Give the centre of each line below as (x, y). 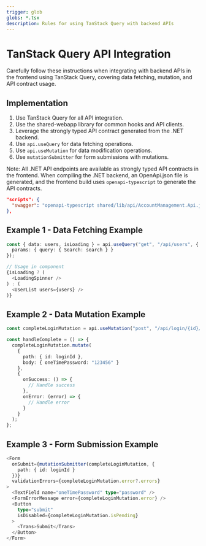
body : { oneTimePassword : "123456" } (71, 363)
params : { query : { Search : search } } (63, 250)
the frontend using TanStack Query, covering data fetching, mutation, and (99, 77)
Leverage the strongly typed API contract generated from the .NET (99, 131)
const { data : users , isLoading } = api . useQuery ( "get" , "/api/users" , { (103, 244)
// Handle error (49, 402)
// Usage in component (35, 267)
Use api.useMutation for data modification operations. (84, 150)
